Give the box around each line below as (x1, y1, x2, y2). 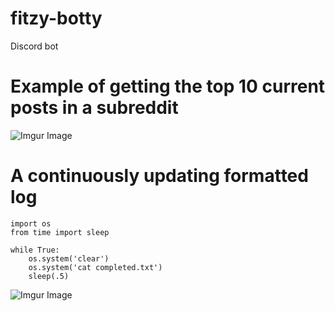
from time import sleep (10, 227, 110, 237)
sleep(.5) (28, 271, 70, 281)
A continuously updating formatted (10, 165, 309, 187)
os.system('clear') (28, 253, 110, 264)
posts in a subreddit (10, 97, 179, 119)
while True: (10, 245, 60, 255)
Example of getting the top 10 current (10, 75, 326, 98)
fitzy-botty (10, 7, 103, 30)
